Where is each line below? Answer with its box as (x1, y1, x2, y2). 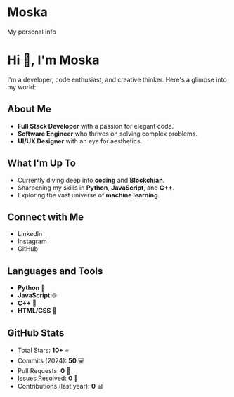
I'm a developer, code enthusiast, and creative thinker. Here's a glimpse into (7, 75, 227, 84)
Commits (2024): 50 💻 (17, 356, 85, 365)
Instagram (17, 237, 47, 246)
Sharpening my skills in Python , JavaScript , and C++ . (17, 183, 174, 192)
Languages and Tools (7, 265, 103, 277)
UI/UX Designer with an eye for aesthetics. (17, 136, 143, 145)
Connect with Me (7, 211, 84, 223)
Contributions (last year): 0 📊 (17, 382, 104, 390)
